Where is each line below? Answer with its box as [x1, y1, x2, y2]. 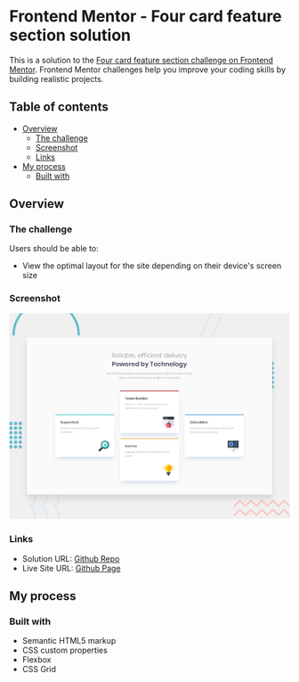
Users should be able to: [9, 243, 100, 254]
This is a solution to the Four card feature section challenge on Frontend [9, 54, 274, 65]
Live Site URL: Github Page [21, 563, 122, 573]
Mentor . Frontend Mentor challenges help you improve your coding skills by [9, 64, 287, 75]
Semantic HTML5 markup [21, 636, 117, 646]
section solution [9, 25, 132, 45]
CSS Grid [21, 664, 56, 675]
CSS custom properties [21, 645, 109, 656]
